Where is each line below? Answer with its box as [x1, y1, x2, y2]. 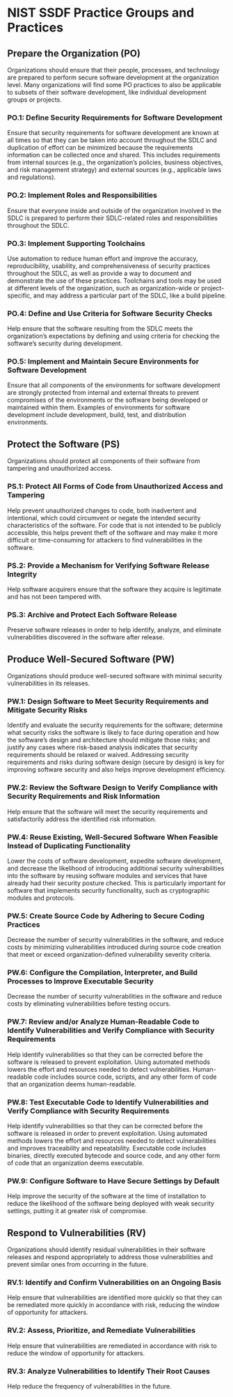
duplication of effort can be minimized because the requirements [7, 143, 193, 152]
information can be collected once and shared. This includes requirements [7, 151, 220, 159]
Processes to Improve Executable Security [7, 976, 154, 986]
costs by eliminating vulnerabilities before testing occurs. [7, 999, 171, 1008]
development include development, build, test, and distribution [7, 411, 186, 419]
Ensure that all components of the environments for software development [7, 381, 220, 389]
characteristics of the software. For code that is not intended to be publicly [7, 521, 221, 529]
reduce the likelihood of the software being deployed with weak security [7, 1199, 214, 1208]
